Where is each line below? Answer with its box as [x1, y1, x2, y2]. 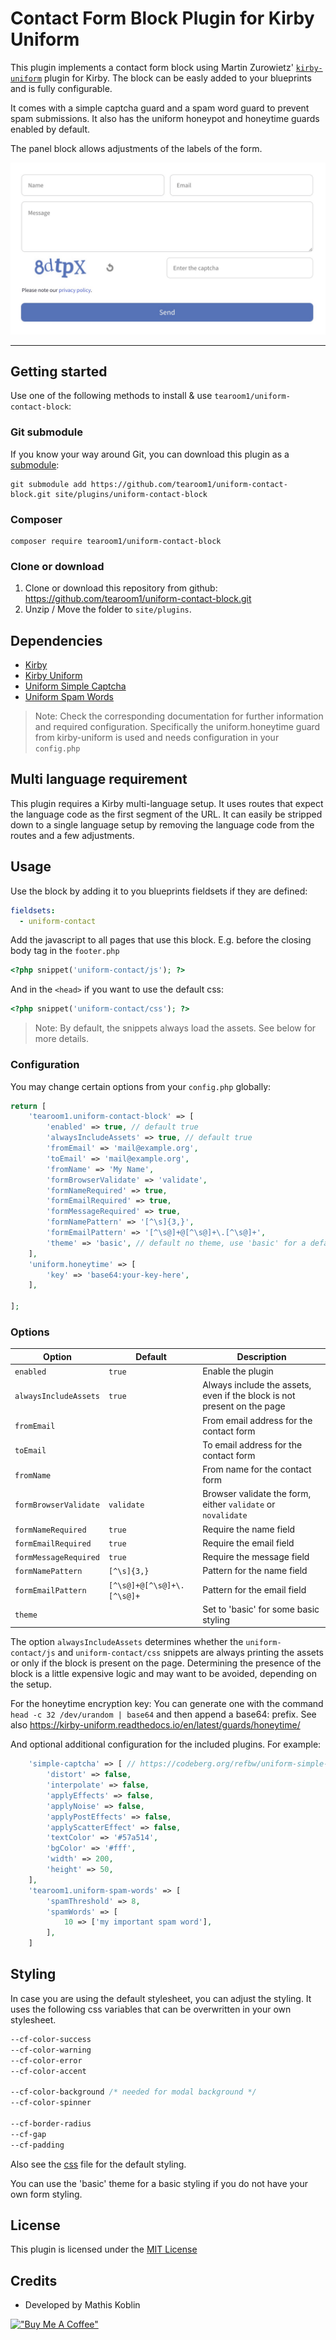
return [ [10, 1101, 47, 1111]
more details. [34, 1033, 90, 1045]
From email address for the [202, 1414, 313, 1426]
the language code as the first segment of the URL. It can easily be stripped [10, 808, 323, 820]
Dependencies [10, 632, 103, 649]
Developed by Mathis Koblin [24, 2299, 141, 2311]
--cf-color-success [10, 2034, 92, 2044]
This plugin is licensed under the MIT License [10, 2243, 198, 2256]
